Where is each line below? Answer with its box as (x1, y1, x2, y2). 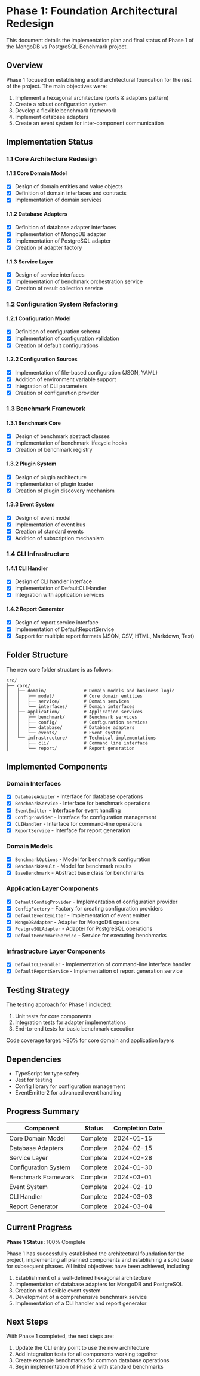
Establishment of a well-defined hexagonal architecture (14, 1274, 151, 1281)
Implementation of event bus (14, 521, 85, 528)
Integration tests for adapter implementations (14, 1019, 127, 1026)
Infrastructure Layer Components (6, 947, 106, 955)
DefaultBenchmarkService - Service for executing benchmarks (14, 931, 167, 939)
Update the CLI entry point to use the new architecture (14, 1344, 149, 1352)
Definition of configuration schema (14, 328, 101, 335)
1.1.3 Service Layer (6, 258, 54, 265)
